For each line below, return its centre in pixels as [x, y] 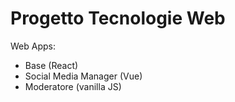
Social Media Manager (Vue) [83, 76]
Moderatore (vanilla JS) [73, 86]
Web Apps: [33, 46]
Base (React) [51, 65]
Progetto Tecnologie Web [118, 18]
